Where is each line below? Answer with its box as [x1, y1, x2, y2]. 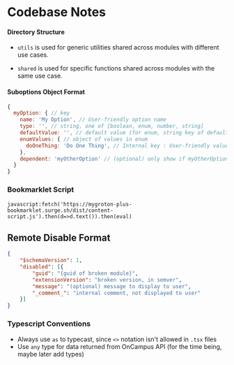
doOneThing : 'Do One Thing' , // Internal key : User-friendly [25, 142, 210, 149]
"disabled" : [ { [19, 264, 64, 271]
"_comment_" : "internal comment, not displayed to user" [32, 289, 201, 296]
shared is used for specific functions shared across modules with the [17, 64, 215, 73]
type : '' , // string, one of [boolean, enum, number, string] [19, 123, 204, 130]
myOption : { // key [13, 110, 70, 117]
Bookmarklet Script [7, 185, 75, 194]
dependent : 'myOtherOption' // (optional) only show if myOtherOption [19, 155, 229, 162]
